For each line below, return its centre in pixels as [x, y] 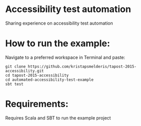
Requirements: [37, 104]
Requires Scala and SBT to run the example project [58, 118]
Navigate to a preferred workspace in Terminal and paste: [65, 57]
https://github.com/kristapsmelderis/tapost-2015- [82, 66]
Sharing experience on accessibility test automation [59, 23]
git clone [16, 66]
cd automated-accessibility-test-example [50, 80]
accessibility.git [25, 71]
